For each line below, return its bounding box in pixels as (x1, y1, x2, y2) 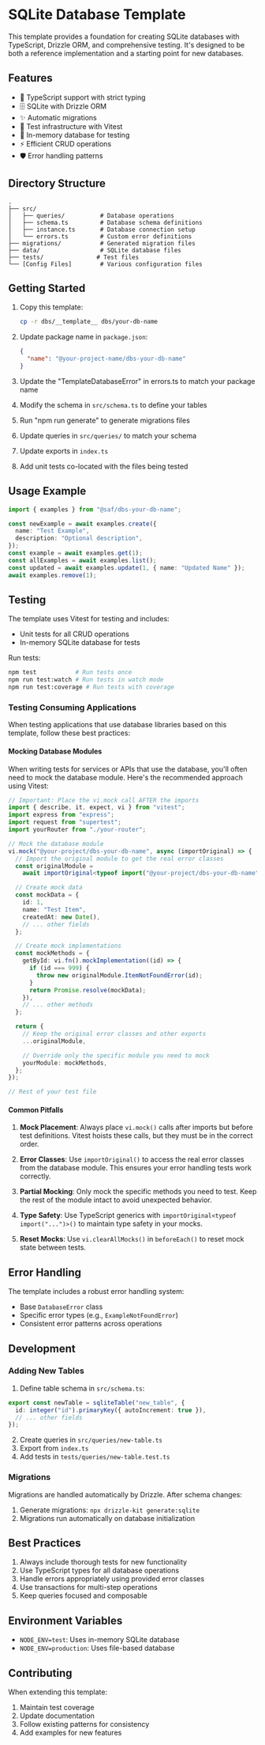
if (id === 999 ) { (28, 964, 90, 972)
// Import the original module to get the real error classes (15, 855, 224, 863)
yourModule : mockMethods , (22, 1059, 108, 1067)
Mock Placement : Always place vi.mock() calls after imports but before (19, 1122, 254, 1132)
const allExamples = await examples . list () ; (8, 556, 157, 564)
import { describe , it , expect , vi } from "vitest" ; (8, 803, 185, 812)
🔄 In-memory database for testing (19, 130, 130, 139)
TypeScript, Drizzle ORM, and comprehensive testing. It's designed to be (8, 40, 245, 49)
